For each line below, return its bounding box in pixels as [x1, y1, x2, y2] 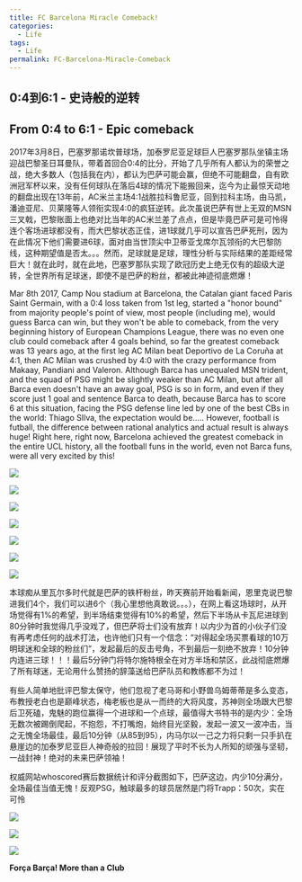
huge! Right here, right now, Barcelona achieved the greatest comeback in [9, 432, 284, 442]
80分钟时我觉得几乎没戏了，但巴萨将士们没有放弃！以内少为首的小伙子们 [9, 621, 280, 632]
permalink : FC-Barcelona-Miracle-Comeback [9, 55, 171, 64]
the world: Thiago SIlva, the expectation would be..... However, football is [9, 413, 280, 423]
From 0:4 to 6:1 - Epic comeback [9, 121, 195, 137]
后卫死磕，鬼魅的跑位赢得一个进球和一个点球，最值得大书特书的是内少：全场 [9, 708, 293, 718]
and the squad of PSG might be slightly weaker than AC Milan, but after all [9, 374, 283, 385]
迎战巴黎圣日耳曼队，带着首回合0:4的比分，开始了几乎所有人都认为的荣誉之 [9, 158, 289, 169]
